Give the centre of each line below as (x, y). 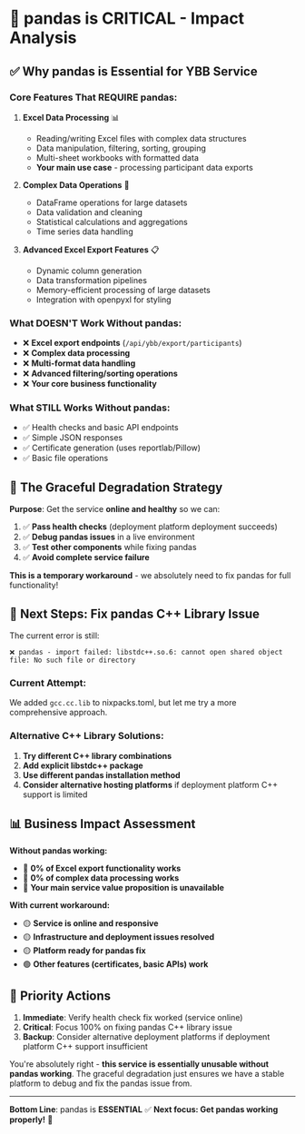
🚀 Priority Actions (60, 996)
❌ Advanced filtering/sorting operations (100, 374)
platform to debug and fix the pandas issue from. (101, 1083)
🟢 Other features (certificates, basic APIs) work (115, 964)
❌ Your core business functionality (89, 384)
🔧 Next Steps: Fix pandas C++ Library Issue (135, 613)
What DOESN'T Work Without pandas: (96, 323)
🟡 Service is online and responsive (90, 923)
